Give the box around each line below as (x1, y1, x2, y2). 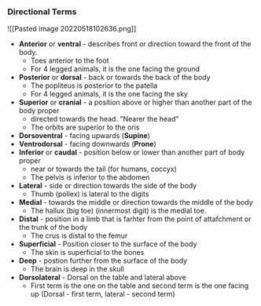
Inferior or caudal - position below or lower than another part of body (18, 148, 245, 157)
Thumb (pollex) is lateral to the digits (30, 189, 149, 199)
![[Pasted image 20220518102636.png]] (7, 24, 137, 34)
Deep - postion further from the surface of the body (18, 256, 188, 265)
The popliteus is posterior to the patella (30, 81, 158, 90)
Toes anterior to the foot (30, 56, 109, 65)
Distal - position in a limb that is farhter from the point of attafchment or (18, 214, 252, 224)
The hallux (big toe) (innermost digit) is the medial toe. (30, 206, 207, 216)
